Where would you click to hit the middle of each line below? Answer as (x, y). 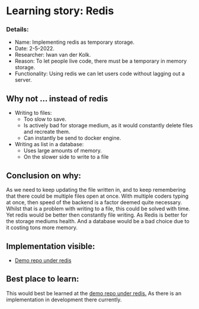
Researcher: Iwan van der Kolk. (53, 55)
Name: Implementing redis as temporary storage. (75, 42)
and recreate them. (47, 132)
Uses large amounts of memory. (63, 151)
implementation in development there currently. (64, 300)
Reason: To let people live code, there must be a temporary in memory (101, 61)
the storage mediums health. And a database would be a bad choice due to (98, 221)
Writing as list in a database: (49, 144)
